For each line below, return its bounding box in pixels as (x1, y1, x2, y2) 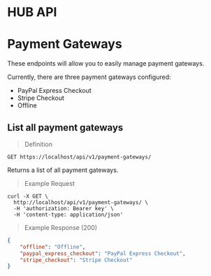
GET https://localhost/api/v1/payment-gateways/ (7, 153, 152, 161)
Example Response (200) (24, 223, 98, 231)
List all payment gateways (7, 122, 124, 133)
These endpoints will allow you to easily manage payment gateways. (7, 59, 205, 68)
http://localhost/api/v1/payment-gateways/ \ (13, 198, 149, 206)
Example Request (24, 179, 75, 187)
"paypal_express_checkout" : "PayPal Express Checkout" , (20, 249, 187, 257)
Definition (24, 140, 52, 148)
